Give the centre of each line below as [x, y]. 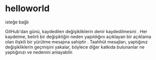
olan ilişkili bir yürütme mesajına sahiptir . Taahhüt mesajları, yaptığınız [77, 41]
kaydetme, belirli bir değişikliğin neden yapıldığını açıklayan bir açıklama [78, 37]
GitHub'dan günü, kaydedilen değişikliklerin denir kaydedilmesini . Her [76, 31]
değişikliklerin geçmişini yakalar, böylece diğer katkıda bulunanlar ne [75, 47]
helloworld [27, 9]
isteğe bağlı [17, 22]
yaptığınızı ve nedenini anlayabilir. [39, 52]
